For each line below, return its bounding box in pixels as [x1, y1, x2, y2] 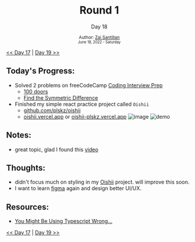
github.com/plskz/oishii [23, 107, 81, 114]
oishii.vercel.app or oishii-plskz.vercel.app [23, 113, 127, 120]
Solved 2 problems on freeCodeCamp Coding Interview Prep [14, 81, 163, 89]
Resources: [6, 202, 49, 212]
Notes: [6, 130, 31, 140]
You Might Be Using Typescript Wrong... [14, 218, 113, 225]
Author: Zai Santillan [79, 34, 120, 40]
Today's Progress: [6, 66, 75, 76]
